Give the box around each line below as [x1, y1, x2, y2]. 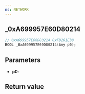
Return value [5, 83, 44, 91]
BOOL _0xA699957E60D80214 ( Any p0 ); [5, 42, 76, 47]
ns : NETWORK [5, 7, 29, 12]
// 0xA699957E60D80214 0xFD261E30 [5, 38, 74, 43]
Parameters [5, 56, 41, 64]
